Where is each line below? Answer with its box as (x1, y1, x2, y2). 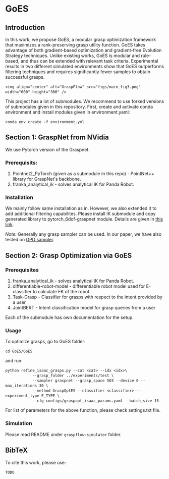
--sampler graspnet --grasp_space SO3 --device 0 (32, 378, 139, 384)
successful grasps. (5, 74, 45, 80)
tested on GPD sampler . (5, 237, 54, 243)
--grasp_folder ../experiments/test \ (32, 373, 114, 379)
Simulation (5, 420, 32, 427)
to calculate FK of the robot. (32, 289, 91, 295)
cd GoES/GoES (5, 349, 33, 354)
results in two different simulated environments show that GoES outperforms (5, 64, 164, 69)
